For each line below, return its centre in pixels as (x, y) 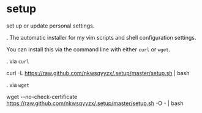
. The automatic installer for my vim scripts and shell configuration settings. (101, 37)
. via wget (18, 85)
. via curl (18, 61)
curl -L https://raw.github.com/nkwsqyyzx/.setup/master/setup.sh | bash (98, 73)
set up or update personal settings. (50, 26)
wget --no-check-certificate (42, 97)
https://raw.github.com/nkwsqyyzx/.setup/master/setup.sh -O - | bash (95, 103)
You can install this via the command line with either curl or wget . (88, 49)
